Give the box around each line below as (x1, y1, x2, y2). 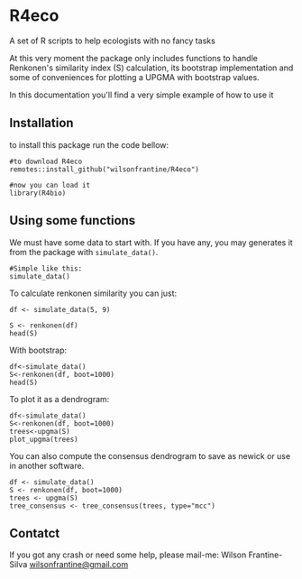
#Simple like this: (9, 263, 83, 273)
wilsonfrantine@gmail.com (29, 559, 129, 570)
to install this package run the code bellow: (9, 139, 169, 150)
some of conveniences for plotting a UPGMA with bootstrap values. (9, 71, 260, 82)
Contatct (9, 525, 60, 541)
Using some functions (9, 213, 136, 228)
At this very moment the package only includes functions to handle (9, 52, 259, 63)
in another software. (9, 460, 85, 471)
